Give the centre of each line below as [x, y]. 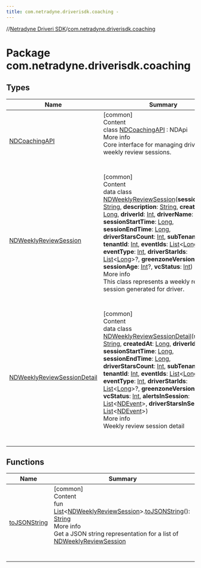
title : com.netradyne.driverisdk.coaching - [63, 12]
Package [28, 53]
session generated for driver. [144, 289]
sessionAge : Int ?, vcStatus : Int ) [148, 266]
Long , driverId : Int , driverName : [148, 214]
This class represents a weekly [147, 281]
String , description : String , [141, 206]
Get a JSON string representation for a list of [116, 534]
